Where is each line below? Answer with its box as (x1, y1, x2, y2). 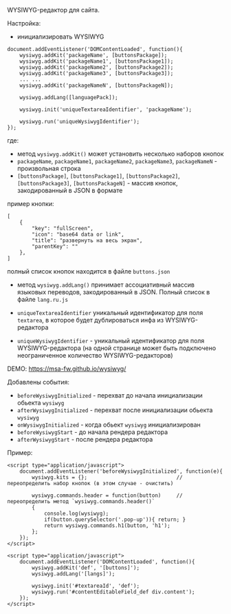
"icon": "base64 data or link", (32, 231, 125, 238)
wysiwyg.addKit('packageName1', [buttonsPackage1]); (19, 58, 174, 65)
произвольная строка (16, 165, 81, 172)
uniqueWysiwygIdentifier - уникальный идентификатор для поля (16, 337, 205, 345)
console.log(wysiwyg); (43, 510, 109, 517)
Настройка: (7, 19, 41, 27)
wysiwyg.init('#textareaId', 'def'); (32, 582, 140, 589)
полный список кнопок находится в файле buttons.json (7, 267, 170, 275)
